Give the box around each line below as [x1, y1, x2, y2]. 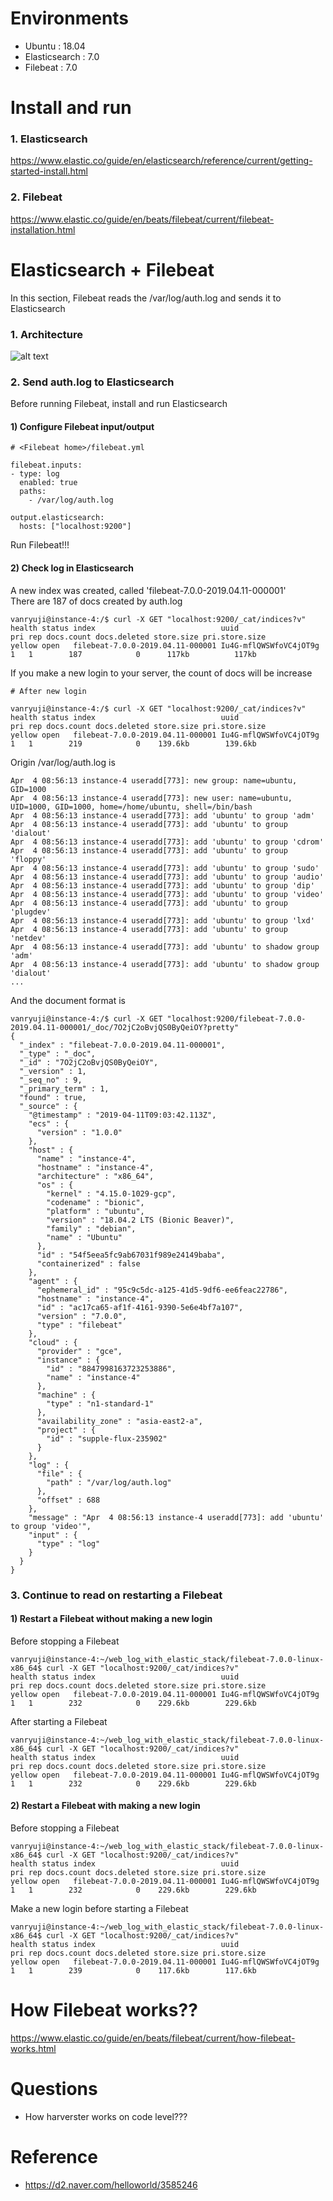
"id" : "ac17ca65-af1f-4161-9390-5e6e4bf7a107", [36, 1302, 244, 1312]
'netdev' [10, 933, 47, 943]
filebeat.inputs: [10, 460, 83, 471]
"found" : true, [19, 1092, 87, 1102]
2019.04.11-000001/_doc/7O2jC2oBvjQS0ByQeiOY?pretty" [10, 1022, 240, 1032]
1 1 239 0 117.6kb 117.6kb [10, 1965, 257, 1976]
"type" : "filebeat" [36, 1320, 123, 1330]
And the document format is [10, 994, 126, 1006]
